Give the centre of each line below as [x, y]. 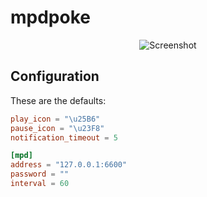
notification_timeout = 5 [64, 137]
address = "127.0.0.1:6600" [69, 165]
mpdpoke [50, 17]
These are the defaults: [58, 100]
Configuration [55, 76]
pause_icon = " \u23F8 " [57, 128]
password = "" [40, 174]
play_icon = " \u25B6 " [55, 119]
